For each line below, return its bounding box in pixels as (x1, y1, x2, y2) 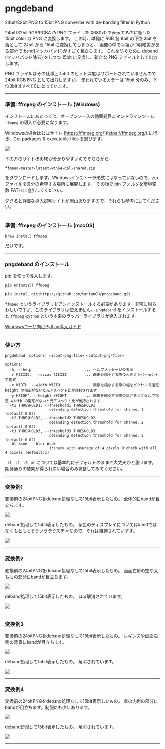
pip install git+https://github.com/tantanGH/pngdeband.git (5, 291, 131, 296)
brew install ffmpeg (5, 234, 48, 238)
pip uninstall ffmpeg (5, 283, 50, 288)
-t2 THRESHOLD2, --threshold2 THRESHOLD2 (9, 416, 96, 421)
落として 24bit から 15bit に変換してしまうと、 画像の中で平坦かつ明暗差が (5, 41, 156, 47)
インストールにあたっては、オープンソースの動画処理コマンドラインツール (5, 113, 155, 119)
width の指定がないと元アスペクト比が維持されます (11, 399, 101, 404)
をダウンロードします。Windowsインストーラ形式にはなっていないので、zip (5, 175, 158, 181)
